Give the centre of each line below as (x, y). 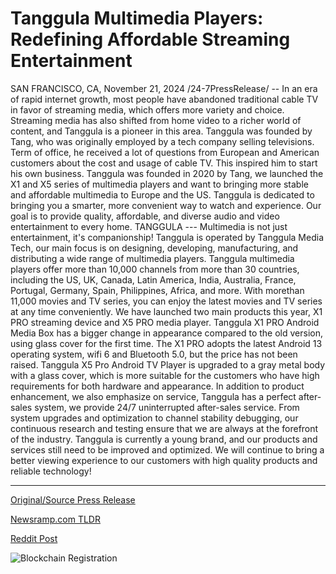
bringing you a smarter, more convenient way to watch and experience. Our (166, 205)
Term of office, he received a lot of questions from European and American (165, 152)
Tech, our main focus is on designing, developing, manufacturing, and (154, 248)
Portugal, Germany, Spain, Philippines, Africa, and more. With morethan (157, 290)
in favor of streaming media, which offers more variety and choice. (147, 109)
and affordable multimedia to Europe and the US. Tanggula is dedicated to (162, 194)
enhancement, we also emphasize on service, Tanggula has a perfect (153, 396)
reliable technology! (51, 471)
